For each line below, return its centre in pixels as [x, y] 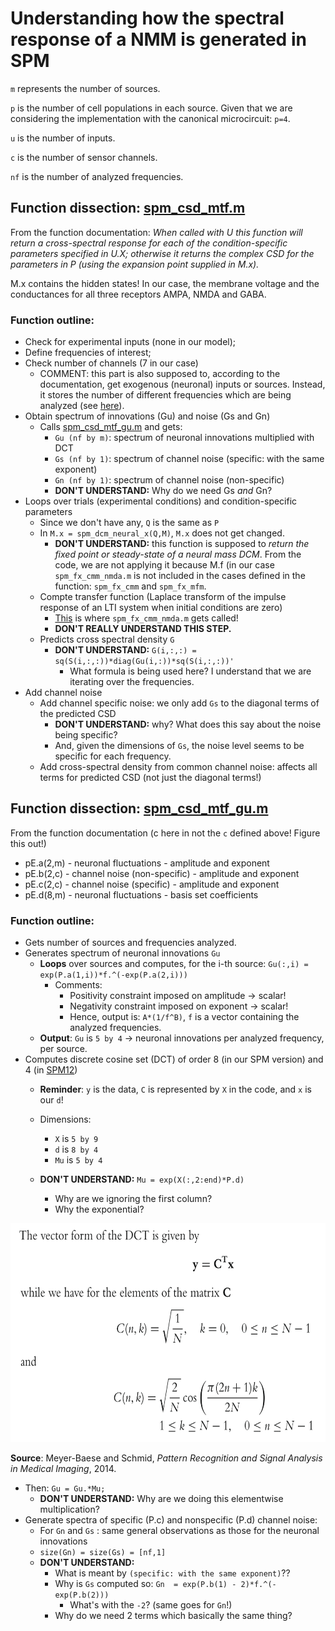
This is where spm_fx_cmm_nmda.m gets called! [146, 618]
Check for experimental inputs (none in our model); [130, 342]
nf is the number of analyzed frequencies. [97, 176]
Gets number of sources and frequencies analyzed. [130, 943]
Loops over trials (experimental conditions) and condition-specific [161, 501]
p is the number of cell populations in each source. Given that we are [151, 108]
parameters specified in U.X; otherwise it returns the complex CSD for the [162, 253]
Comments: [78, 985]
